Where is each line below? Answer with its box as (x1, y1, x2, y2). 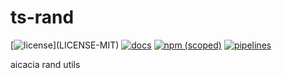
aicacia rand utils (10, 58, 81, 70)
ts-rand (10, 6, 75, 29)
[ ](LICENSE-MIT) (10, 39, 120, 51)
